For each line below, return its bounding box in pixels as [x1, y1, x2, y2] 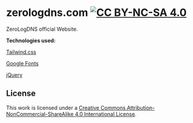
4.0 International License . [74, 110, 137, 118]
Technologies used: [6, 37, 56, 44]
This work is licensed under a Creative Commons [6, 104, 126, 111]
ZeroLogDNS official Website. [6, 25, 78, 33]
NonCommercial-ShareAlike [6, 110, 74, 118]
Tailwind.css [6, 48, 37, 56]
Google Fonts [6, 60, 39, 67]
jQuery [6, 71, 22, 78]
